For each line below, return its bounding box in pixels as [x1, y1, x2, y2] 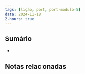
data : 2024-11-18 [5, 12, 41, 17]
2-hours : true [5, 16, 35, 21]
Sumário [5, 35, 32, 43]
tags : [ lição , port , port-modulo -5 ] [5, 7, 81, 12]
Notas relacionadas [5, 62, 67, 71]
